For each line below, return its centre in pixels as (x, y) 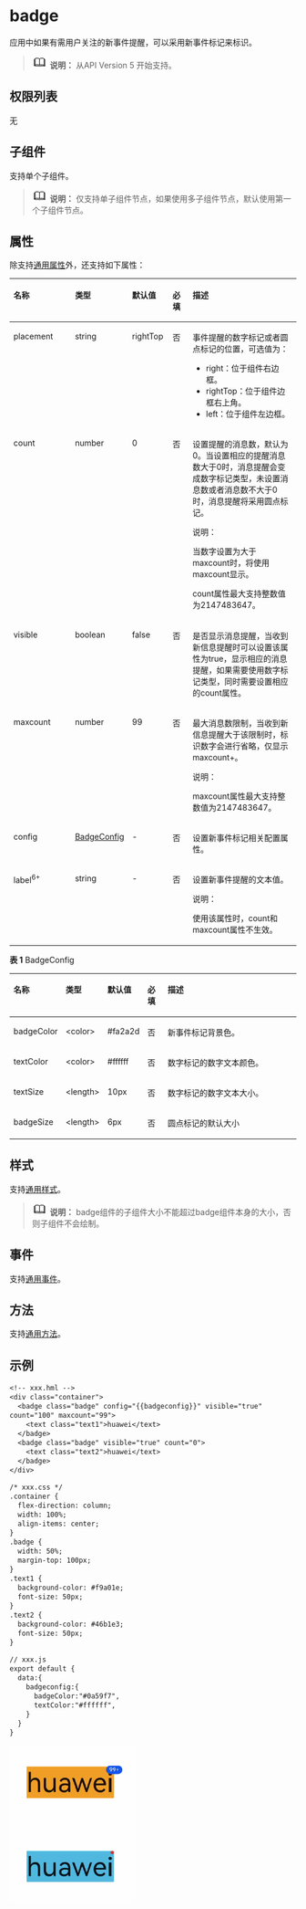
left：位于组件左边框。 (248, 414)
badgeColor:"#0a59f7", (76, 1696)
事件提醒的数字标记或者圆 (240, 338)
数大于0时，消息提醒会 (235, 467)
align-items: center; (59, 1524)
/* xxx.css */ (36, 1488)
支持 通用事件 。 (37, 1278)
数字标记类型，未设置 (240, 478)
